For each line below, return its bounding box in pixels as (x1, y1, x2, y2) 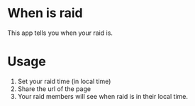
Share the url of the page (17, 84, 91, 93)
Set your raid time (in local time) (17, 77, 111, 85)
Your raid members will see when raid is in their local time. (17, 92, 188, 100)
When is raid (7, 5, 83, 21)
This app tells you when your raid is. (7, 28, 113, 37)
